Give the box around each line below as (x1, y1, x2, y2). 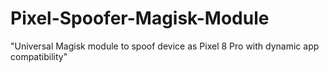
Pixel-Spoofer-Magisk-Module (10, 7, 270, 30)
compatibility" (10, 50, 68, 62)
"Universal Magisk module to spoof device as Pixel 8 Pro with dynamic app (10, 40, 320, 52)
